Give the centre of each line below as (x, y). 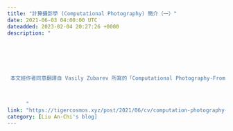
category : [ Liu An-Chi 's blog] (52, 116)
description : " (29, 33)
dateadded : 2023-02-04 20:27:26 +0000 (63, 26)
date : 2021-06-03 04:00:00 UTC (52, 20)
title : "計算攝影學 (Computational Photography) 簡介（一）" (92, 14)
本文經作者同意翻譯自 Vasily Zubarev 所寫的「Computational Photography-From (118, 78)
